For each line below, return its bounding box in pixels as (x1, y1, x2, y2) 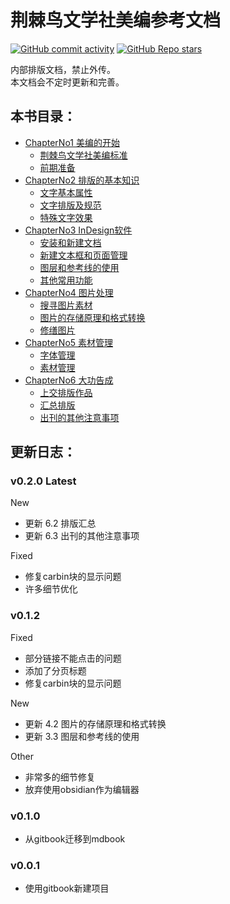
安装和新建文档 (39, 236, 102, 248)
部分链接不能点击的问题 (24, 652, 122, 664)
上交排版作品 (39, 386, 93, 398)
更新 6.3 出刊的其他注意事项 (24, 530, 140, 542)
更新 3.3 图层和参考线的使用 (24, 730, 140, 742)
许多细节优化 (24, 583, 78, 595)
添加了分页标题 (24, 664, 87, 676)
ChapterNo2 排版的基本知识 (24, 174, 140, 186)
